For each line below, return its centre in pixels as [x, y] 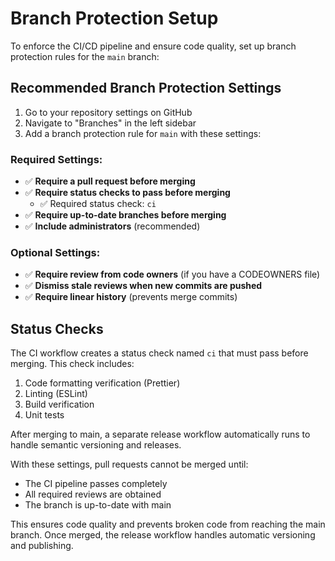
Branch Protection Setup [114, 18]
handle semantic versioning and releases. [96, 445]
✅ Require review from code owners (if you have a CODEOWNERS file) [172, 274]
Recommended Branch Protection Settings [146, 88]
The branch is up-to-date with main [98, 505]
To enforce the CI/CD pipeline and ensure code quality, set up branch [153, 46]
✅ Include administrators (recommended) [112, 226]
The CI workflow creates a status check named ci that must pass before [159, 353]
